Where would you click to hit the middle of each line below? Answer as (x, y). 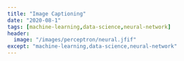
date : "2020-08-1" (34, 20)
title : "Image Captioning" (47, 14)
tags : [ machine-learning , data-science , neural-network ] (89, 27)
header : (19, 33)
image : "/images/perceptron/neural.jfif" (75, 40)
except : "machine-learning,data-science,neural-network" (92, 46)
